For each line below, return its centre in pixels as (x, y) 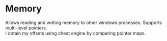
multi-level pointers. (26, 27)
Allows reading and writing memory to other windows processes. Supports (83, 22)
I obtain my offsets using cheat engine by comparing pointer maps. (76, 33)
